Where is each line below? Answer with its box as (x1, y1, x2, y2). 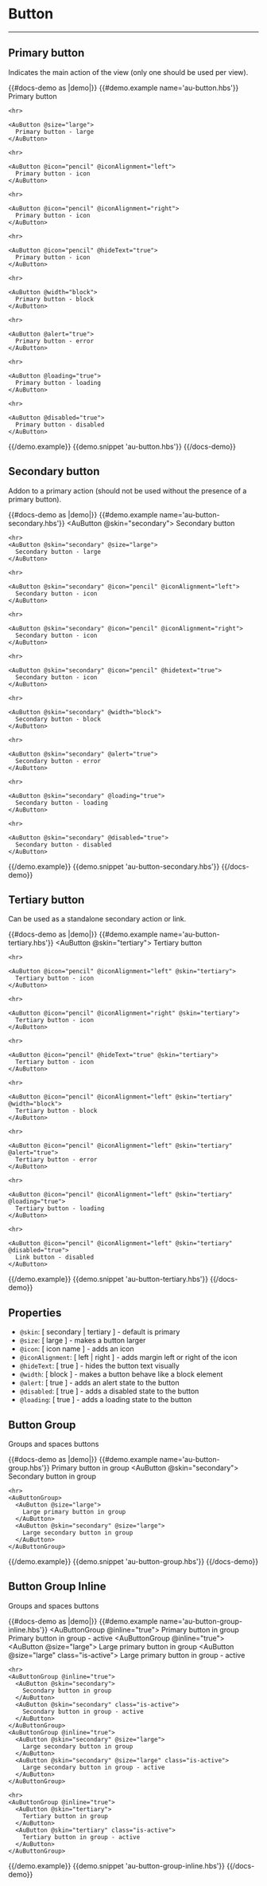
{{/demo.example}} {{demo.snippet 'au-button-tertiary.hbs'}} (8, 1275, 209, 1284)
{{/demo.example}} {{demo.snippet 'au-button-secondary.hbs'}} (8, 862, 220, 871)
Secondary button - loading (15, 799, 109, 807)
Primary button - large (15, 128, 94, 136)
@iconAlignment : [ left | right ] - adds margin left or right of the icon (19, 1353, 238, 1362)
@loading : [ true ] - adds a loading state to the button (19, 1395, 192, 1405)
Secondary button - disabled (15, 840, 112, 849)
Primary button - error (15, 336, 94, 345)
